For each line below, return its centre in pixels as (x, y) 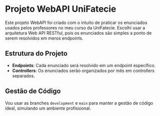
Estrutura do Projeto (36, 54)
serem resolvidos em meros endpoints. (44, 38)
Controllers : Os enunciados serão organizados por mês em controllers (83, 70)
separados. (23, 76)
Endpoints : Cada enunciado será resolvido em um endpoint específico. (84, 65)
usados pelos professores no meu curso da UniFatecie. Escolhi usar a (75, 27)
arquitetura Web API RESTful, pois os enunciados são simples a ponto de (79, 33)
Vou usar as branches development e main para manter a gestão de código (79, 103)
